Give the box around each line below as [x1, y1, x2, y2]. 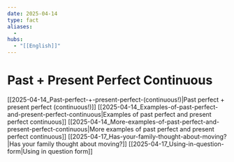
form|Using [7, 147, 40, 155]
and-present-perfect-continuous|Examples [7, 110, 131, 118]
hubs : [7, 36, 23, 43]
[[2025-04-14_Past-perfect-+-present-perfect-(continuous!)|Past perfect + [7, 95, 225, 104]
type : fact [7, 17, 39, 24]
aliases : [7, 23, 33, 30]
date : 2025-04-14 [7, 10, 58, 17]
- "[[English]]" [13, 42, 61, 49]
